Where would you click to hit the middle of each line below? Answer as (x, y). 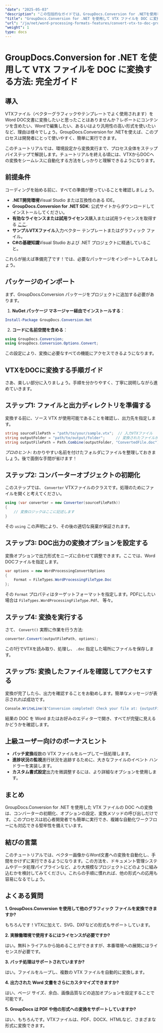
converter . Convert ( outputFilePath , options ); (52, 639)
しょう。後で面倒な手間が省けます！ (41, 458)
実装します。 (42, 766)
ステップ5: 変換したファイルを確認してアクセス (76, 671)
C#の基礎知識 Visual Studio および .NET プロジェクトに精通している (79, 242)
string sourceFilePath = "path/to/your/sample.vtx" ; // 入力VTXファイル (79, 433)
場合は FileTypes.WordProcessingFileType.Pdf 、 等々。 (60, 600)
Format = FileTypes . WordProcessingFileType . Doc (63, 580)
